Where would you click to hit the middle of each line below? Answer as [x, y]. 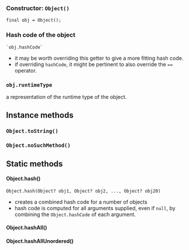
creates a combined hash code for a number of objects [81, 202]
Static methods [35, 164]
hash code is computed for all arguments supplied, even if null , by [95, 208]
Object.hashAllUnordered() [40, 241]
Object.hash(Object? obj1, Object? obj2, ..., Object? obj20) [83, 191]
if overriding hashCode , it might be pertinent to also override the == [94, 64]
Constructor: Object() [38, 8]
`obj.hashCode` [25, 47]
